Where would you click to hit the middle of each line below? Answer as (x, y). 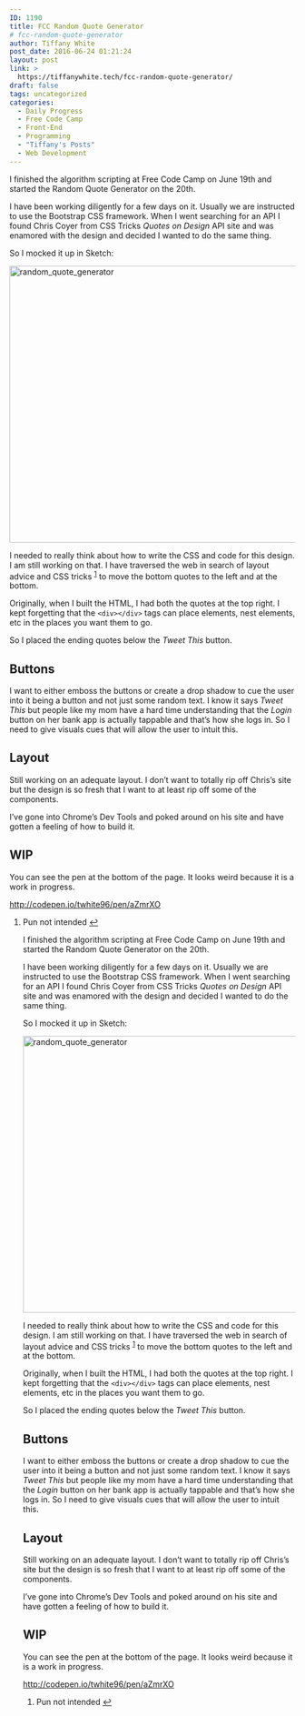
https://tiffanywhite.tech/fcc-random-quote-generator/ (125, 77)
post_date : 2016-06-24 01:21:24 (70, 52)
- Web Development (53, 153)
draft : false (34, 85)
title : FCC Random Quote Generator (77, 26)
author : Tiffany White (52, 43)
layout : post (34, 60)
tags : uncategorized (49, 94)
